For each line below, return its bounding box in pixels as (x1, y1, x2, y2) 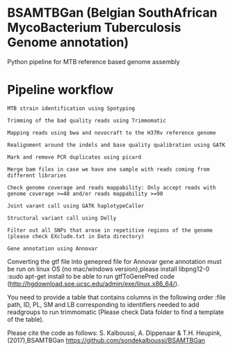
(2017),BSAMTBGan (7, 336, 65, 344)
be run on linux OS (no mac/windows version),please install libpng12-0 (7, 265, 210, 273)
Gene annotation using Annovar (7, 245, 98, 252)
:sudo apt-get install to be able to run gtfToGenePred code (7, 272, 175, 280)
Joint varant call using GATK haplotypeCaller (7, 202, 145, 210)
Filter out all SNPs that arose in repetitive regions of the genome (7, 226, 214, 234)
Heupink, (195, 329, 223, 337)
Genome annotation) (7, 35, 129, 50)
